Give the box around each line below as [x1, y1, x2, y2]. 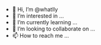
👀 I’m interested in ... [12, 12, 64, 19]
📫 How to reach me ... [12, 32, 69, 39]
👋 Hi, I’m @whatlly [12, 6, 58, 13]
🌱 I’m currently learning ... [12, 19, 78, 26]
